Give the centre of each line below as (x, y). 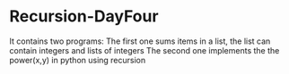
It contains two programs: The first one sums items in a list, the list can (140, 41)
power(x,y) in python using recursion (78, 60)
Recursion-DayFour (84, 16)
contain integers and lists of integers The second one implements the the (144, 50)
